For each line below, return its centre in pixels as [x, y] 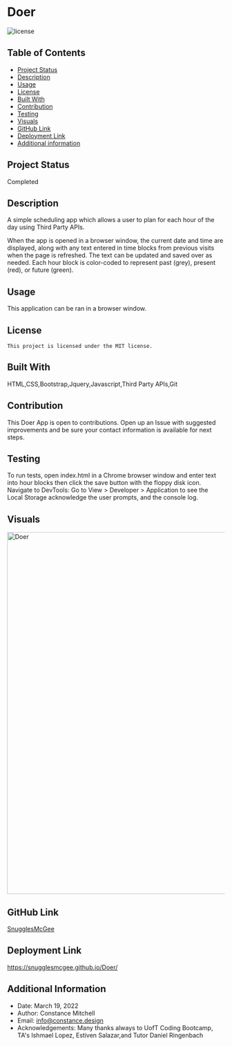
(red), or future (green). [40, 270]
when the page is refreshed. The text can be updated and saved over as [110, 255]
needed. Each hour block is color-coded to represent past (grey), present [112, 263]
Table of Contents [47, 53]
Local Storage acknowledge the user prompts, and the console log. [103, 497]
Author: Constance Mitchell [56, 1013]
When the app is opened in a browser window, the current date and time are [115, 241]
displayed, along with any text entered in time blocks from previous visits [111, 248]
